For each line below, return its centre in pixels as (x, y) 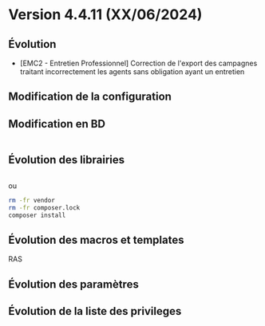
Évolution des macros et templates (96, 240)
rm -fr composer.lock (44, 208)
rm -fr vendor (32, 201)
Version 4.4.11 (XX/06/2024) (105, 15)
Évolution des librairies (67, 160)
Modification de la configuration (90, 97)
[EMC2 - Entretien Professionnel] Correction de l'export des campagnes (138, 63)
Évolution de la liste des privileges (95, 311)
